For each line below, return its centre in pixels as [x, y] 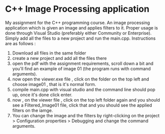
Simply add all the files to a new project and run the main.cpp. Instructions [81, 38]
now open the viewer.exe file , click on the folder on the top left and [81, 79]
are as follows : [20, 43]
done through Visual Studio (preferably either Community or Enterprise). [78, 33]
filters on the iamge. [33, 110]
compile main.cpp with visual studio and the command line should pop [84, 89]
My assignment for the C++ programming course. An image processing [78, 23]
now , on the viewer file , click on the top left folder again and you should [86, 100]
